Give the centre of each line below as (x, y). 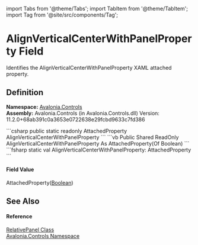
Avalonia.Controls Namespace (43, 236)
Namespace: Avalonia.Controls (44, 107)
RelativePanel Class (30, 230)
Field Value (20, 170)
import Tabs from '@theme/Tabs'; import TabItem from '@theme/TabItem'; (97, 9)
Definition (25, 93)
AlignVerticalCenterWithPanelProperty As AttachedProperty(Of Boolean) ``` (98, 143)
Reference (19, 216)
